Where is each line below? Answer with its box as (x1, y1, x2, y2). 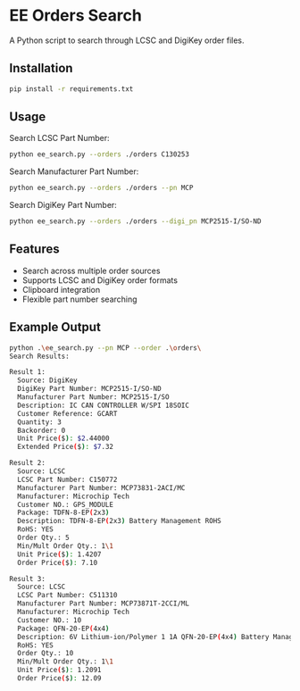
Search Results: (9, 352, 70, 361)
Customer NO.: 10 (17, 615, 82, 625)
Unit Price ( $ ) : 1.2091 (17, 666, 102, 675)
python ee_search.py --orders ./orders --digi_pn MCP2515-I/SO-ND (9, 217, 262, 226)
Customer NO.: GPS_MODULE (17, 500, 114, 509)
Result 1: (9, 368, 46, 377)
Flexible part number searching (21, 294, 137, 304)
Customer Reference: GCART (17, 409, 118, 418)
